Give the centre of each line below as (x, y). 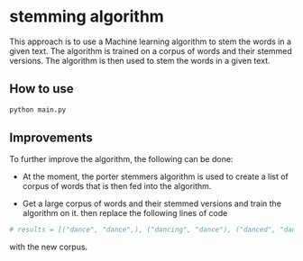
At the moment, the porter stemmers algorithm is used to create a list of (155, 176)
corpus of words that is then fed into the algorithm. (117, 186)
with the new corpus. (49, 247)
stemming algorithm (87, 17)
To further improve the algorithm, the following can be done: (121, 159)
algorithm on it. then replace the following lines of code (125, 213)
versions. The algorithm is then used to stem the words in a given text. (140, 60)
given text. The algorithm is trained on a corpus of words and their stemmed (151, 50)
